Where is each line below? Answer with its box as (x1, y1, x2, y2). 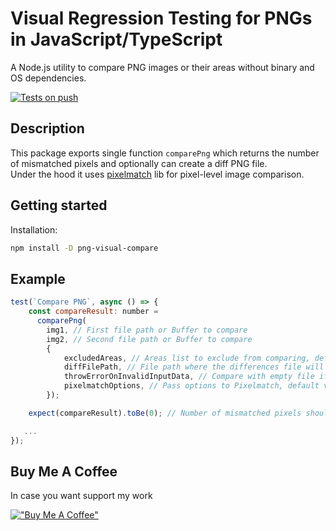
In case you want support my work (10, 490, 153, 502)
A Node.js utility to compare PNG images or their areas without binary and (10, 61, 315, 73)
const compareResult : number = (28, 307, 159, 317)
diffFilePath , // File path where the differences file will (63, 362, 325, 372)
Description (10, 120, 85, 137)
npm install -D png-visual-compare (10, 243, 159, 253)
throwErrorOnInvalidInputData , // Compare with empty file (63, 372, 315, 382)
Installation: (10, 223, 58, 236)
